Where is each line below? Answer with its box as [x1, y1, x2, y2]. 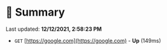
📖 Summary [5, 5, 65, 19]
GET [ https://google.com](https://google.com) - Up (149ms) [14, 37, 161, 44]
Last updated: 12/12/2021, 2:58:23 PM [5, 25, 102, 33]
